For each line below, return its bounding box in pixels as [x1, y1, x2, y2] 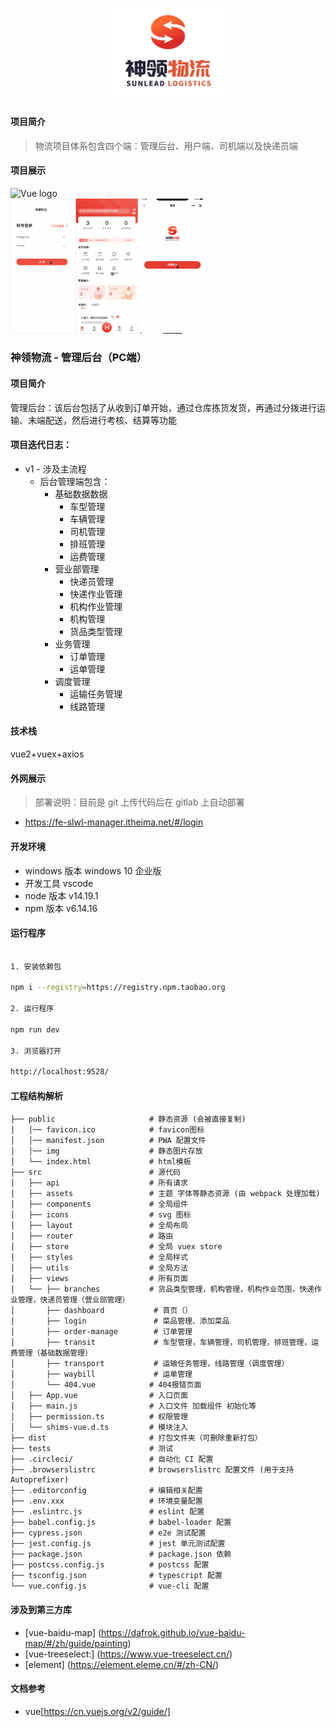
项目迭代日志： [10, 439, 72, 451]
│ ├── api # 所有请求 [10, 1178, 188, 1188]
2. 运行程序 [10, 1004, 55, 1014]
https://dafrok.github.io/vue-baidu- [101, 1626, 246, 1638]
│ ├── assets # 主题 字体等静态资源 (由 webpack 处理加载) [10, 1189, 321, 1199]
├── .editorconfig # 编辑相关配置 [10, 1486, 203, 1496]
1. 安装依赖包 [10, 961, 62, 972]
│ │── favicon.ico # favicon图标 [10, 1125, 205, 1135]
